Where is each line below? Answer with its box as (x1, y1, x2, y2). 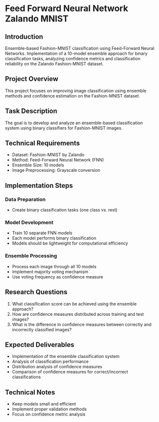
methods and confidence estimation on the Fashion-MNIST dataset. (5, 93, 140, 98)
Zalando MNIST (5, 13, 69, 24)
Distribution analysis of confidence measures (12, 364, 102, 370)
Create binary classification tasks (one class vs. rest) (12, 207, 117, 213)
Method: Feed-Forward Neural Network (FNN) (12, 157, 104, 163)
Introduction (5, 32, 43, 41)
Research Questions (5, 288, 68, 296)
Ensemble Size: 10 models (12, 162, 64, 168)
